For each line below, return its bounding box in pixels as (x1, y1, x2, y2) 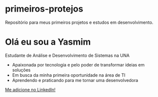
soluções (12, 67, 31, 73)
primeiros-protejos (5, 3, 83, 15)
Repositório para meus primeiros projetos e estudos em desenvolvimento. (5, 19, 154, 25)
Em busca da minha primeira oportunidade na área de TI (12, 72, 126, 78)
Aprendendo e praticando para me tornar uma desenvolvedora (12, 77, 138, 83)
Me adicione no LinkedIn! (5, 86, 56, 93)
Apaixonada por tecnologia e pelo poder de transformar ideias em (12, 62, 145, 67)
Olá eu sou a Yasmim (5, 36, 91, 48)
